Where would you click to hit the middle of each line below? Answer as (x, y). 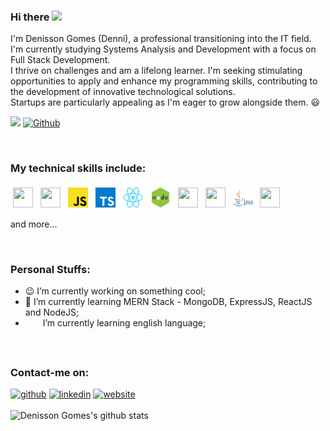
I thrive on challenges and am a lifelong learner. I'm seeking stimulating (156, 71)
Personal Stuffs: (50, 269)
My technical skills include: (78, 168)
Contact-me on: (50, 372)
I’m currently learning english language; (124, 322)
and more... (34, 224)
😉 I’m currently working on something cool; (115, 291)
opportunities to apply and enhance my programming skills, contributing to (164, 81)
